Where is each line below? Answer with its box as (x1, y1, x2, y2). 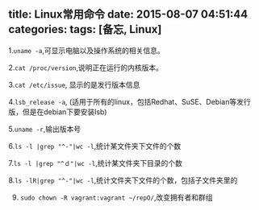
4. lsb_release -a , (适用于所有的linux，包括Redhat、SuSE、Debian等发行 (8, 97, 252, 106)
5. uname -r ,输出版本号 (8, 124, 81, 134)
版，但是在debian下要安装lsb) (8, 107, 107, 117)
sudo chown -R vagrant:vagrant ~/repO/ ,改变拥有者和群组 (19, 192, 213, 202)
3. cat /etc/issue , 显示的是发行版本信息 (8, 80, 140, 89)
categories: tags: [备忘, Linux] (8, 23, 162, 36)
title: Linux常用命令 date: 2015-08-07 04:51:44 (8, 7, 249, 22)
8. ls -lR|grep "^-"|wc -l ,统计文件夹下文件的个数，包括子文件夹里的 (8, 175, 238, 185)
